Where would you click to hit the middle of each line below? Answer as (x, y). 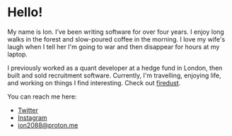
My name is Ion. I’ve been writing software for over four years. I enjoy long (116, 32)
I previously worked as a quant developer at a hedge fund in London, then (115, 68)
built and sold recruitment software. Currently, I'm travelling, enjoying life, (114, 75)
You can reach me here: (42, 97)
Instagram (32, 118)
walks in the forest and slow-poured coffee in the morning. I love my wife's (116, 39)
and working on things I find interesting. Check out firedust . (94, 82)
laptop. (18, 54)
